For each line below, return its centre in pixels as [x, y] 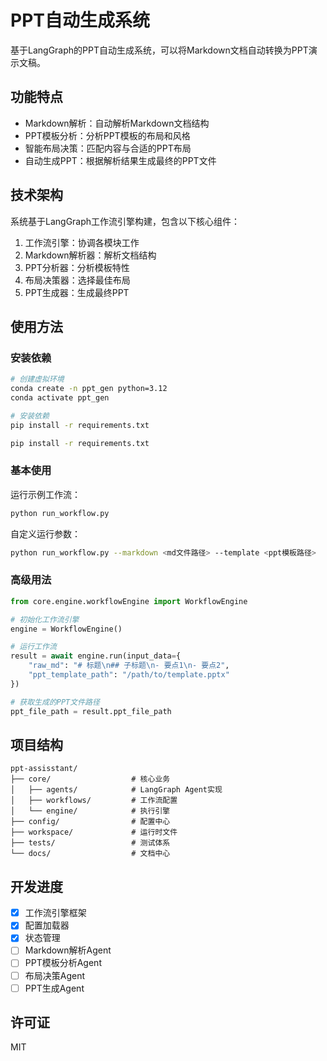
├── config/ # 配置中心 [90, 822]
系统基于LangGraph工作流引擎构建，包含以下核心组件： [125, 221]
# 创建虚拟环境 [37, 379]
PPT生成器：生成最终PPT [77, 292]
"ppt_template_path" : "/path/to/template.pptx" [129, 675]
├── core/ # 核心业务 [90, 779]
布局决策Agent [55, 975]
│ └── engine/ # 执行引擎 [90, 811]
